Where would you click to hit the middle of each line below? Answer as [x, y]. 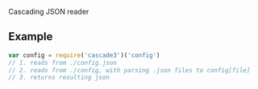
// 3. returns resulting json [59, 78]
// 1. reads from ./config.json [62, 63]
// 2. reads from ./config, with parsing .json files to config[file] [129, 70]
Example [31, 36]
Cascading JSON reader [49, 12]
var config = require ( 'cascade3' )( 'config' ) [84, 55]
